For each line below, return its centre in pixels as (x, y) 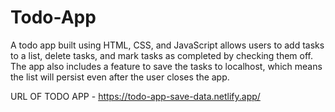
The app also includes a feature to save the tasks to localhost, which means (166, 66)
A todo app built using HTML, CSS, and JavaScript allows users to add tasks (167, 45)
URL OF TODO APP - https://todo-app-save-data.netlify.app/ (135, 96)
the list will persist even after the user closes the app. (120, 77)
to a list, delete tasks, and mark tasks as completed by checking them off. (162, 55)
